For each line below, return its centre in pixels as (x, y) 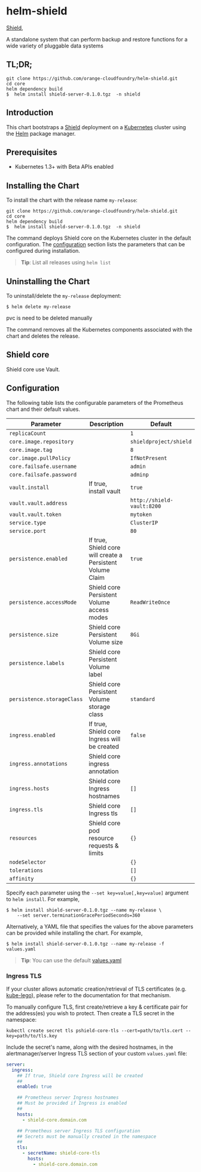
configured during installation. (43, 251)
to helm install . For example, (43, 899)
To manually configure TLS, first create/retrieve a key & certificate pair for (97, 1007)
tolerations (26, 870)
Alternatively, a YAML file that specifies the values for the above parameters (100, 926)
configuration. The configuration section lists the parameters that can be (96, 244)
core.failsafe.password (43, 475)
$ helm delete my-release (38, 307)
